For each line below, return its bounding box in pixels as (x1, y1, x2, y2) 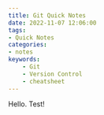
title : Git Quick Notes (8, 11, 87, 20)
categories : (8, 41, 47, 49)
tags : (8, 26, 26, 34)
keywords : (8, 56, 41, 64)
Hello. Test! (8, 99, 45, 109)
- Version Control (22, 70, 83, 78)
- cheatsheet (22, 77, 65, 85)
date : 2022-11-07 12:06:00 (8, 19, 97, 27)
